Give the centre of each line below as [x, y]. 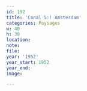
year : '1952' [22, 57]
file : [13, 51]
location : [19, 40]
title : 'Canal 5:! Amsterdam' [44, 17]
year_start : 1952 [28, 62]
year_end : [19, 68]
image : [14, 74]
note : [13, 46]
